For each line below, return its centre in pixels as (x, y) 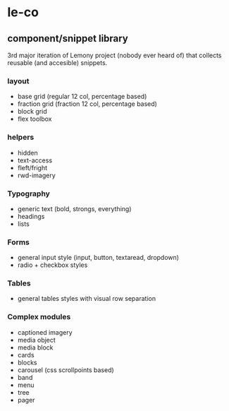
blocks (27, 362)
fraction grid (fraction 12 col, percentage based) (87, 104)
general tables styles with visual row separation (87, 299)
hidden (28, 153)
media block (36, 347)
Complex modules (39, 317)
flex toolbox (35, 119)
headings (31, 216)
